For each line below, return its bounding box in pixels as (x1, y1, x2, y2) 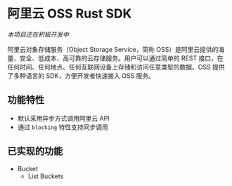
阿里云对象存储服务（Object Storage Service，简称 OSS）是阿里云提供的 (7, 45, 219, 53)
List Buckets (27, 172, 64, 180)
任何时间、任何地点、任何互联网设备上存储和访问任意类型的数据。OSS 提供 (7, 62, 225, 71)
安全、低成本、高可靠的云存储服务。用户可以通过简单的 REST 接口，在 (19, 53, 224, 62)
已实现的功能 (7, 145, 63, 157)
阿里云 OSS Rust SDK (7, 6, 132, 22)
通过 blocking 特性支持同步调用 (17, 123, 108, 131)
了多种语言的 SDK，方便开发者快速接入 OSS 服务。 (7, 71, 155, 80)
